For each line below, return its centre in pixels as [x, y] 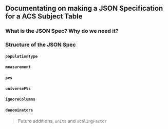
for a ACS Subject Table [44, 17]
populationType [22, 56]
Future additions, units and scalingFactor [62, 121]
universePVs [18, 89]
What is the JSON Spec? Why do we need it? [62, 31]
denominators [19, 110]
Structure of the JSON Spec [41, 45]
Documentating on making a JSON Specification [84, 8]
